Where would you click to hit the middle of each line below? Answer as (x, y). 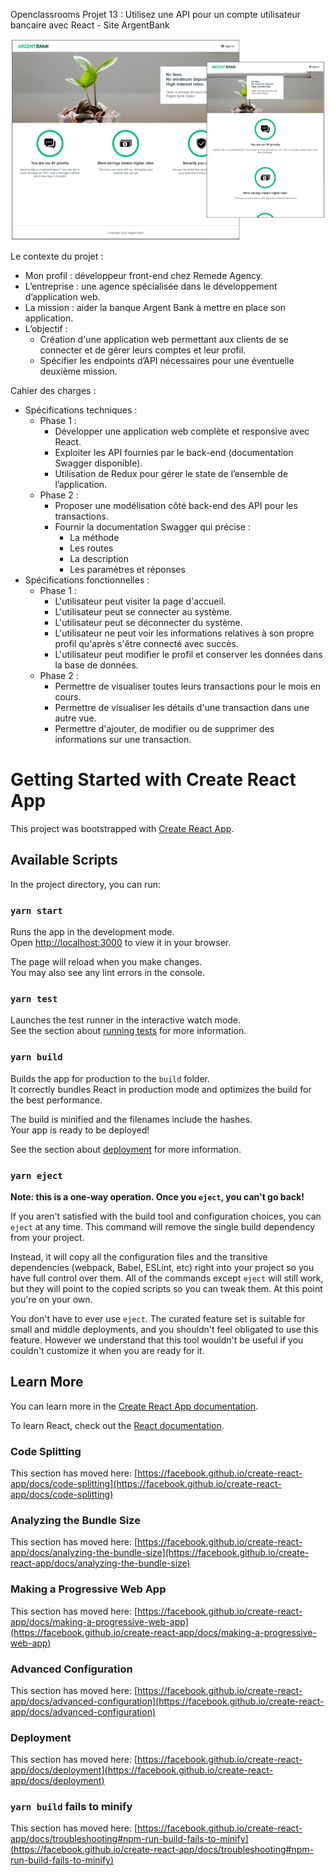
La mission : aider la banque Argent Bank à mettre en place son (155, 307)
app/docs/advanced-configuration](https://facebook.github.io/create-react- (167, 1701)
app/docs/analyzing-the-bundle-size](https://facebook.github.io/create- (160, 1553)
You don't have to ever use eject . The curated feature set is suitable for (158, 1318)
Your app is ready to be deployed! (80, 1130)
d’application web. (62, 296)
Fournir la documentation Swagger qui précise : (153, 526)
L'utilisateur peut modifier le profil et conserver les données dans (188, 654)
